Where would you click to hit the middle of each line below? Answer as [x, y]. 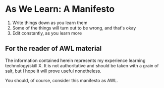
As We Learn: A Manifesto [60, 9]
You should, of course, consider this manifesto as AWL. [61, 80]
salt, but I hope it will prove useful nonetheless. [53, 71]
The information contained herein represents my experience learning [75, 60]
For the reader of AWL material [54, 48]
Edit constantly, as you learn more [47, 33]
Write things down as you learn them [50, 23]
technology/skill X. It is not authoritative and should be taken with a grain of [82, 65]
